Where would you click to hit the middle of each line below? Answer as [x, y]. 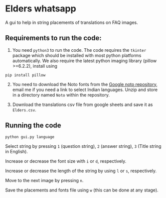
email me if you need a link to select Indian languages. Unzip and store [85, 90]
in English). [17, 151]
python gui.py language [30, 137]
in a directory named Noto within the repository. [61, 95]
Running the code [33, 126]
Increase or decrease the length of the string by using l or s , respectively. [81, 171]
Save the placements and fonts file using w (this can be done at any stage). [82, 190]
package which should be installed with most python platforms [77, 55]
